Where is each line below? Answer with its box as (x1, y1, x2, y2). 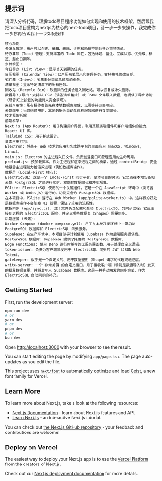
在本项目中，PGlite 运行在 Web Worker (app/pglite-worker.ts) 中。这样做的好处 (5, 195, 157, 200)
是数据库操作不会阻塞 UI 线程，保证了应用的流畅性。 (5, 201, 97, 206)
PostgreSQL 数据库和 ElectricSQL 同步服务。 (5, 226, 89, 231)
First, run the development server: (5, 299, 73, 305)
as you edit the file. (22, 358, 60, 365)
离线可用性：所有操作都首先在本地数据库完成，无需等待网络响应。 (5, 103, 117, 108)
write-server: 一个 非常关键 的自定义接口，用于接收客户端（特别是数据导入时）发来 (5, 262, 155, 268)
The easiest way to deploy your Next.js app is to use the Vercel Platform (5, 456, 149, 462)
